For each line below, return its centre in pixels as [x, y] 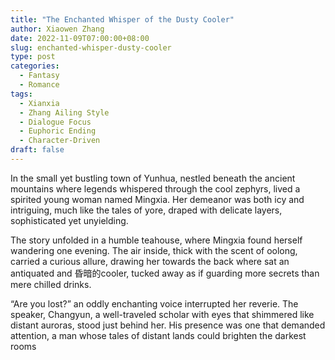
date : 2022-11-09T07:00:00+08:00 [80, 38]
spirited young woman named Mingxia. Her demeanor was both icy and [157, 199]
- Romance [39, 85]
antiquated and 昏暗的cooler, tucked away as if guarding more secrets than [165, 273]
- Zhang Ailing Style [64, 112]
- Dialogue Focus [55, 122]
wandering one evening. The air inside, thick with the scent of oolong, [154, 250]
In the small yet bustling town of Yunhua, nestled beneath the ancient [153, 178]
